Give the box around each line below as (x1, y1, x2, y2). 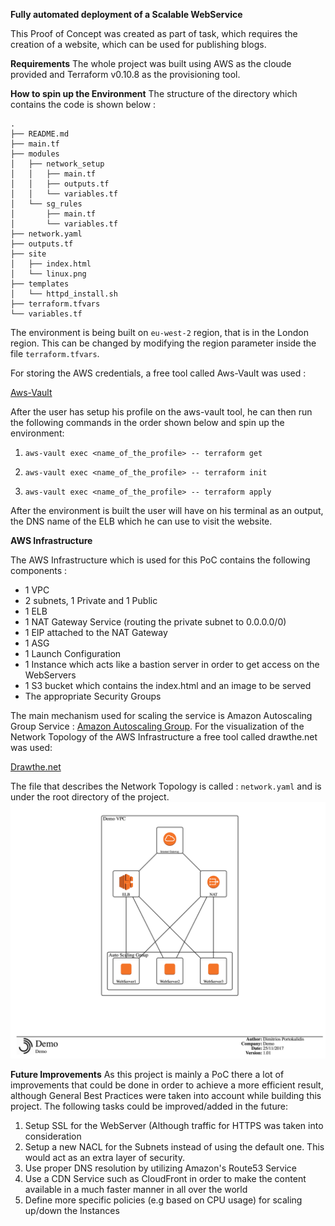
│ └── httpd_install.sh (10, 289, 118, 299)
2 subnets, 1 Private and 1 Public (24, 595, 158, 606)
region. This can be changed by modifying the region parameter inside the (10, 337, 317, 349)
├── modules (10, 149, 60, 159)
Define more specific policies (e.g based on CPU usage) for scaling (24, 1194, 303, 1206)
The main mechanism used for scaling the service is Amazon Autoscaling (10, 710, 313, 721)
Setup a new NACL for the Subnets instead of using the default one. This (24, 1141, 325, 1153)
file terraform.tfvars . (10, 348, 100, 359)
